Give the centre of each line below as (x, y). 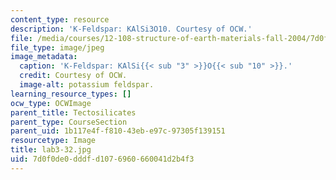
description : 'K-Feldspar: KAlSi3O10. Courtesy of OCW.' (131, 29)
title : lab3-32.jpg (51, 150)
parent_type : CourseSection (69, 122)
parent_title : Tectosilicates (73, 112)
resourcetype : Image (53, 141)
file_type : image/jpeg (57, 47)
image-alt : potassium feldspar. (87, 85)
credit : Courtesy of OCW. (73, 76)
